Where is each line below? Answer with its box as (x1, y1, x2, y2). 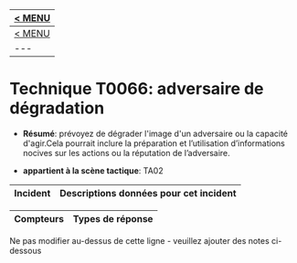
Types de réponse (72, 212, 154, 225)
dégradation (9, 98, 105, 119)
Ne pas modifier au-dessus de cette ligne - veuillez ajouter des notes (9, 235, 270, 246)
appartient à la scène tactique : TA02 (22, 164, 164, 176)
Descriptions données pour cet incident (58, 186, 237, 199)
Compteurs (14, 212, 65, 225)
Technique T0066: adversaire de (9, 79, 264, 100)
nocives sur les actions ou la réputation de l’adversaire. (22, 147, 230, 158)
